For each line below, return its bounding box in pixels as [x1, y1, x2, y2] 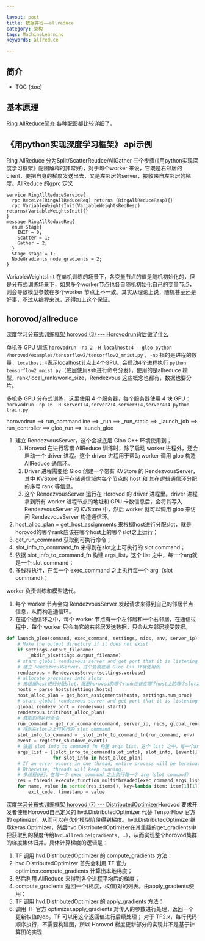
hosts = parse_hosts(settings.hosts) [17, 687, 113, 693]
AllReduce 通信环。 [24, 460, 73, 467]
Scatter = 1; [17, 235, 51, 241]
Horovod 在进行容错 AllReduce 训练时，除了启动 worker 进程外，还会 [24, 444, 198, 452]
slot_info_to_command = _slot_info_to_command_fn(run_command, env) [17, 732, 195, 738]
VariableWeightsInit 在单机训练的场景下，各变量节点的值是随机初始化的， [6, 273, 190, 280]
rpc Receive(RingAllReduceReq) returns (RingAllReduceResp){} [12, 197, 173, 203]
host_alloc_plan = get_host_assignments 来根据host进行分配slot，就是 [15, 521, 192, 529]
